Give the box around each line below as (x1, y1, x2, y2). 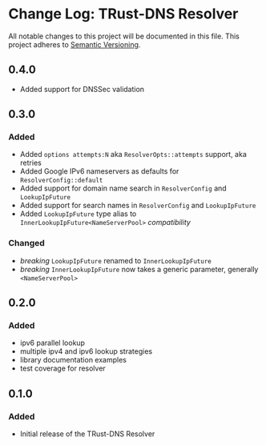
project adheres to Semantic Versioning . (8, 39, 141, 49)
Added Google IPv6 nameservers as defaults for (19, 166, 179, 176)
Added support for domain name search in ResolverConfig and (19, 183, 227, 193)
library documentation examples (19, 355, 127, 365)
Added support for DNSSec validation (19, 84, 145, 94)
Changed (8, 238, 46, 249)
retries (19, 158, 42, 168)
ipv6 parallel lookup (19, 338, 86, 348)
